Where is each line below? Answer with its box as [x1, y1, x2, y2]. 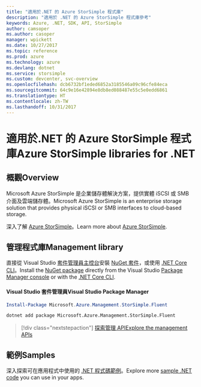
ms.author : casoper [6, 31, 55, 37]
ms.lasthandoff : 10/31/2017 [6, 104, 77, 110]
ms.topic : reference [6, 48, 58, 54]
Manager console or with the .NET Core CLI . [6, 273, 116, 280]
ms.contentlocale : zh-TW [6, 98, 68, 104]
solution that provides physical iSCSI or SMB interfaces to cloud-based [6, 204, 182, 211]
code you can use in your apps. [6, 374, 84, 381]
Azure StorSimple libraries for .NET [17, 147, 196, 160]
